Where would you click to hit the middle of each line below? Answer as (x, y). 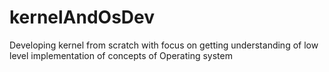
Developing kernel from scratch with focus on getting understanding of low (164, 45)
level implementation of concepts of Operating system (121, 55)
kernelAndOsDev (82, 17)
